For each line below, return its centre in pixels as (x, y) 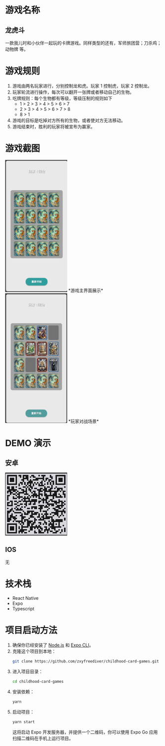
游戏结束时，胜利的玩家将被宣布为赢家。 (54, 126)
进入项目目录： (27, 671)
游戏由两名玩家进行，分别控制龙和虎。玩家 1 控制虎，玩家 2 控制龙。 (82, 86)
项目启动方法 (31, 630)
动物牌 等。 (17, 49)
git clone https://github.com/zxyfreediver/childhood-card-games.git (86, 661)
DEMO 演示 (28, 443)
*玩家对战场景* (83, 421)
